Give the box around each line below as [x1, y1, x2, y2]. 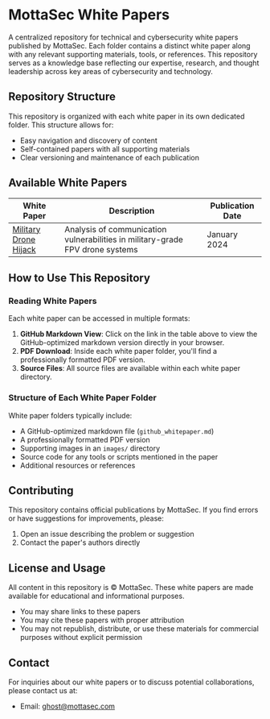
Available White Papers [8, 176, 127, 190]
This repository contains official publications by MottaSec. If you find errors [8, 505, 259, 515]
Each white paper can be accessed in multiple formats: [8, 314, 190, 323]
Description [108, 205, 155, 216]
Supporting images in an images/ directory [19, 443, 161, 453]
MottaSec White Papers [8, 6, 170, 24]
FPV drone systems [63, 243, 138, 255]
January [207, 228, 239, 239]
